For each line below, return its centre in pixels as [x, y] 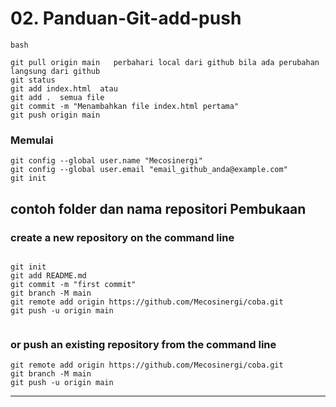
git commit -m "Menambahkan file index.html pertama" [125, 106]
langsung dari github [55, 71]
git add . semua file [57, 97]
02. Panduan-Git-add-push [126, 18]
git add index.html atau [64, 88]
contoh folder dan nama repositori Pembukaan [158, 208]
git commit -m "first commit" [73, 284]
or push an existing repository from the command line [143, 344]
